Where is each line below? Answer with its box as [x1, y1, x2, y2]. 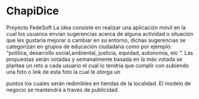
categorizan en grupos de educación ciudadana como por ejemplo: [6, 43, 172, 50]
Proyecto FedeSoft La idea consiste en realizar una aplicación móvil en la [6, 24, 186, 31]
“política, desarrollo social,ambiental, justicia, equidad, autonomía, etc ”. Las [6, 49, 193, 56]
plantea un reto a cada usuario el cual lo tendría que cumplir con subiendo [6, 61, 189, 69]
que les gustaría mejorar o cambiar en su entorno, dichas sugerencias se [6, 36, 186, 44]
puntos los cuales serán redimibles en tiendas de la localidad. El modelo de [6, 79, 191, 87]
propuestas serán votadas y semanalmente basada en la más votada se [6, 55, 183, 63]
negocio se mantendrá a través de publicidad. [6, 86, 120, 93]
